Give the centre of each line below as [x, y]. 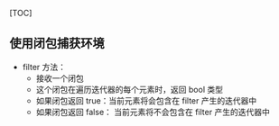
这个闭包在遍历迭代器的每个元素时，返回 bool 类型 [130, 89]
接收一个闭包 [60, 78]
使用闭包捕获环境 [57, 44]
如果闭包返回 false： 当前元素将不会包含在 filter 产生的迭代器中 [153, 112]
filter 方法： [44, 67]
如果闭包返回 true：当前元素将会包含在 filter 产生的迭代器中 [146, 100]
